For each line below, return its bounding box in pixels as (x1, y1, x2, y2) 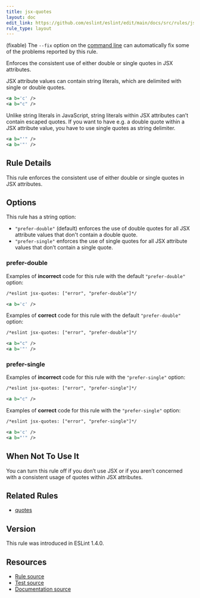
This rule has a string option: (6, 213, 76, 221)
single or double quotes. (6, 84, 66, 91)
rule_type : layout (6, 25, 52, 32)
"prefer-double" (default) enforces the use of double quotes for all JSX (14, 225, 190, 232)
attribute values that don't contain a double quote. (14, 231, 138, 239)
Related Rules (6, 491, 58, 501)
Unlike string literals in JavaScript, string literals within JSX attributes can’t (6, 112, 189, 119)
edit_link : (6, 20, 33, 26)
